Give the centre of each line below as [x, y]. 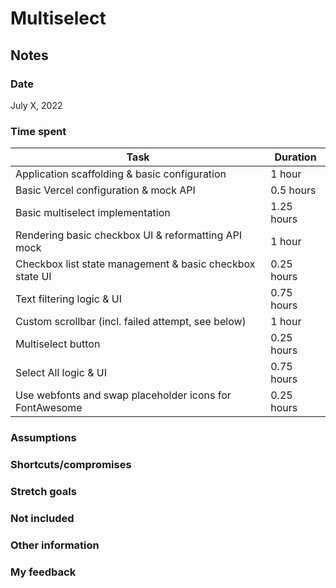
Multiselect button [58, 344]
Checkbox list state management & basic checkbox [135, 264]
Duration [295, 157]
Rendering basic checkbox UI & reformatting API [129, 235]
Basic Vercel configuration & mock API [105, 190]
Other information [55, 545]
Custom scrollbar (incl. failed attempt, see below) [131, 322]
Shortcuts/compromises [71, 465]
